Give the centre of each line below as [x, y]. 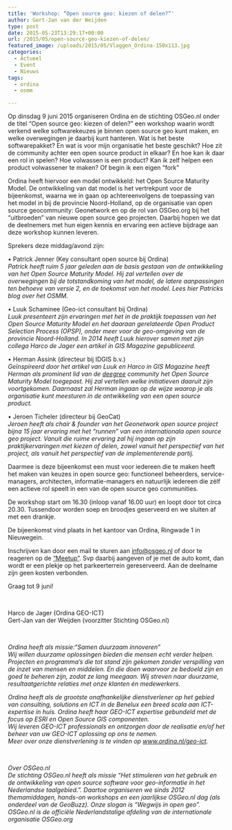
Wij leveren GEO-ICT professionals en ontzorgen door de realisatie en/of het [116, 726]
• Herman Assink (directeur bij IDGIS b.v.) [67, 359]
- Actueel [28, 59]
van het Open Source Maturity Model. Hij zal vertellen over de [96, 274]
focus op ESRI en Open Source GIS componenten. [79, 720]
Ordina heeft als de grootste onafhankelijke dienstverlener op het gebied [111, 697]
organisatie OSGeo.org [40, 820]
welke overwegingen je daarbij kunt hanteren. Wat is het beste [96, 138]
